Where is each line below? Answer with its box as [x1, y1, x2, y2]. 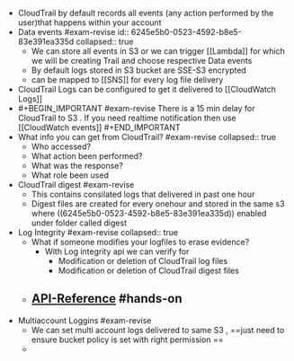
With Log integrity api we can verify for [44, 246, 190, 257]
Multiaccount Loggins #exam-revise [17, 314, 152, 326]
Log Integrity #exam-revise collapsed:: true [17, 227, 178, 237]
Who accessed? [31, 141, 92, 152]
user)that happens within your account [17, 17, 162, 28]
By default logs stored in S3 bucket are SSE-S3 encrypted [31, 65, 247, 75]
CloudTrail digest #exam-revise [17, 180, 135, 189]
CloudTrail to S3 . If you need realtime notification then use [17, 112, 236, 123]
